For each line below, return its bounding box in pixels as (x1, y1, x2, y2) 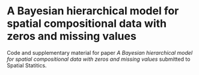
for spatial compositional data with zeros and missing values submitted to (7, 55, 191, 62)
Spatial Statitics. (7, 61, 47, 69)
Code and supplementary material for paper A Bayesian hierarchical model (7, 49, 193, 56)
